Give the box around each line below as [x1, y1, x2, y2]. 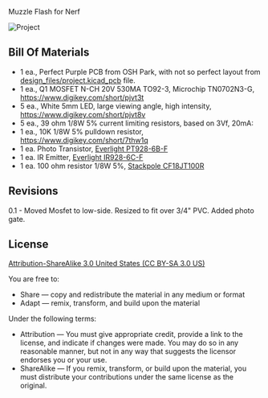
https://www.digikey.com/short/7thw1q [19, 135, 148, 145]
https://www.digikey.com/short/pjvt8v [19, 109, 146, 119]
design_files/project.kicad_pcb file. [19, 76, 136, 85]
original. [19, 381, 47, 391]
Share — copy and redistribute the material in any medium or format [19, 289, 246, 300]
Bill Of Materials [8, 46, 90, 59]
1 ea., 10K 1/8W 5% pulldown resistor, [19, 126, 144, 136]
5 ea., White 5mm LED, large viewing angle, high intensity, [19, 101, 212, 111]
